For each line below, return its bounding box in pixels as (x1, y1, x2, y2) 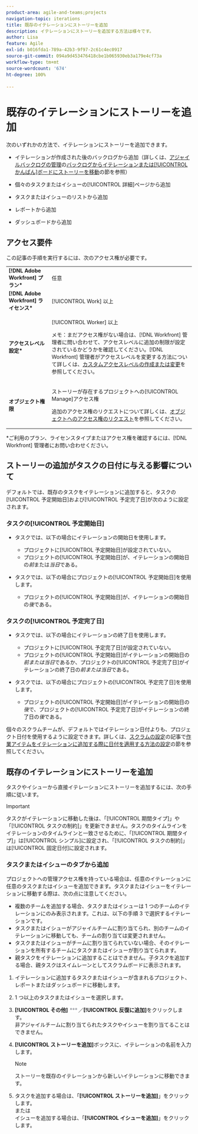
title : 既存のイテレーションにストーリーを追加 (6, 22, 108, 28)
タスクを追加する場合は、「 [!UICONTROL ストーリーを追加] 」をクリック (14, 1092, 190, 1099)
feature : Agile (6, 41, 44, 47)
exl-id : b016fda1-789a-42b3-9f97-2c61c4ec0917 (6, 47, 123, 53)
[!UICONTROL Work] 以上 (51, 298, 114, 305)
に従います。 (11, 791, 42, 798)
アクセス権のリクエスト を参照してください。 (77, 415, 186, 422)
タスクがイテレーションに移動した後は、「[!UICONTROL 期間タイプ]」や (6, 815, 180, 822)
